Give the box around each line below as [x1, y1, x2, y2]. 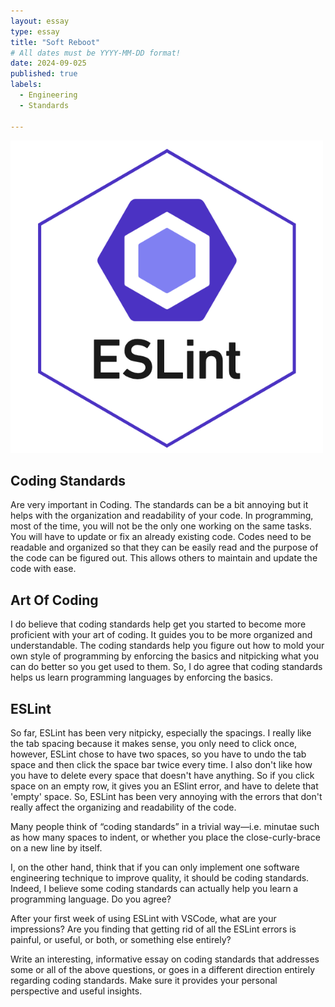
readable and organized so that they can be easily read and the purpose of [10, 541, 319, 554]
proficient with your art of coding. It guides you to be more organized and [10, 629, 313, 641]
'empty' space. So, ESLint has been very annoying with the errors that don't [10, 790, 323, 802]
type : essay [10, 26, 60, 37]
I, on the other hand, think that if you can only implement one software [10, 861, 300, 873]
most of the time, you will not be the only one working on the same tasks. [10, 520, 312, 532]
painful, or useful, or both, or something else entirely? [10, 933, 232, 945]
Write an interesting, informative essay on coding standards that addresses [10, 953, 320, 965]
